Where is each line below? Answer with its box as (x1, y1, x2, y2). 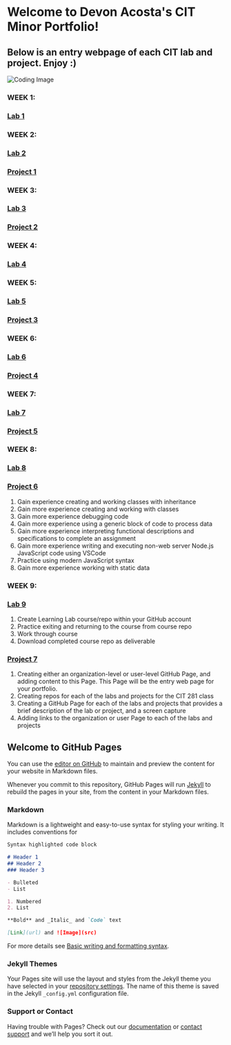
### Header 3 (7, 866, 45, 874)
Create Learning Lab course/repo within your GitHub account (17, 615, 192, 623)
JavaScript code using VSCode (17, 548, 106, 557)
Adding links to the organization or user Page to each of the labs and (17, 714, 212, 722)
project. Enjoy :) (7, 57, 77, 69)
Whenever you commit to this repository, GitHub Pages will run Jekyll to (7, 780, 212, 788)
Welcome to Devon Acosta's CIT (7, 4, 196, 20)
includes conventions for (7, 828, 78, 836)
